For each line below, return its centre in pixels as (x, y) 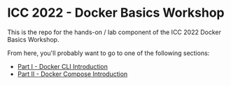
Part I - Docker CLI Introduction (63, 66)
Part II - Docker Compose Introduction (72, 74)
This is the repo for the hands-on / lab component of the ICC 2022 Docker (114, 32)
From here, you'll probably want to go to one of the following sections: (108, 53)
